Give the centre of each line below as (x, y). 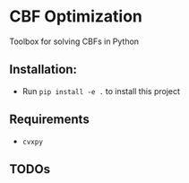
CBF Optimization (76, 17)
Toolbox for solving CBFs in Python (74, 41)
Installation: (43, 70)
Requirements (49, 120)
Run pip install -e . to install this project (101, 91)
